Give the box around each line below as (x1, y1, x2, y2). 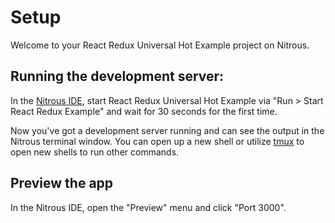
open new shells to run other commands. (10, 146, 180, 158)
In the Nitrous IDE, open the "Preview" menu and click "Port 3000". (10, 201, 287, 213)
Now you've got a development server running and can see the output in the (10, 124, 325, 136)
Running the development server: (10, 68, 225, 85)
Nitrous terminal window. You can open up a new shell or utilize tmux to (10, 135, 305, 147)
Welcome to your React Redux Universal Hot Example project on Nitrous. (10, 39, 310, 51)
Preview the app (10, 175, 114, 192)
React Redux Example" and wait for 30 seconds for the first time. (10, 105, 278, 117)
